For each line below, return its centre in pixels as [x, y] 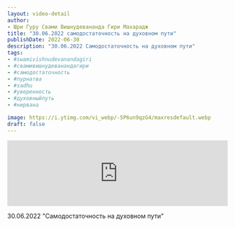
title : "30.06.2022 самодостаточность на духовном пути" [92, 33]
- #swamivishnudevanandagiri [50, 60]
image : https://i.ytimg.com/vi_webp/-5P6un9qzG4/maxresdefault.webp [109, 118]
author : [19, 20]
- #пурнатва [24, 79]
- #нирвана [23, 105]
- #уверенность [29, 92]
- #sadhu [20, 85]
